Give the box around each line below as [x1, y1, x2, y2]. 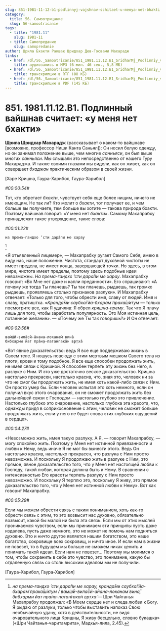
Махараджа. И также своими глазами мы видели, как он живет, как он [5, 160, 156, 166]
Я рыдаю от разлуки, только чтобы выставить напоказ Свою [12, 604, 141, 610]
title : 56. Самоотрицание [9, 16, 63, 21]
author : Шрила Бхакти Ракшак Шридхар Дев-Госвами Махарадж [5, 49, 129, 53]
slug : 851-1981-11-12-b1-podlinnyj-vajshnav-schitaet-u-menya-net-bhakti [5, 7, 161, 12]
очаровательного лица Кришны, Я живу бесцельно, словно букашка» [12, 615, 160, 621]
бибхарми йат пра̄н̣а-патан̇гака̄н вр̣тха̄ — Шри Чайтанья [12, 593, 134, 599]
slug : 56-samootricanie [9, 21, 58, 26]
